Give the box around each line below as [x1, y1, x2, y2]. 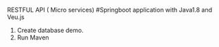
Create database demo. [16, 27, 84, 34]
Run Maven [16, 33, 49, 42]
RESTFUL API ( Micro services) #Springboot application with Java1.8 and [7, 6, 212, 14]
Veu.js [7, 13, 25, 21]
